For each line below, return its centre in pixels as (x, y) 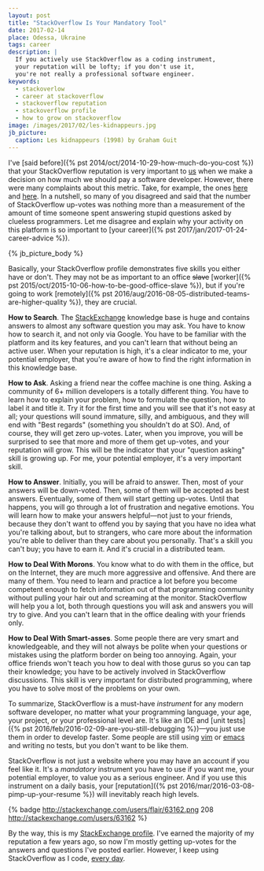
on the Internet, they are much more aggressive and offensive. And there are (132, 572)
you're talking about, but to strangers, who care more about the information (130, 532)
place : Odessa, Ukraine (47, 37)
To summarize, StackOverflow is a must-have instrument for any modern (126, 703)
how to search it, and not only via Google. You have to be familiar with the (127, 334)
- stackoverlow (40, 89)
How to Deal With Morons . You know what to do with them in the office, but (131, 564)
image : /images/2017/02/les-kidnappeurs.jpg (82, 125)
